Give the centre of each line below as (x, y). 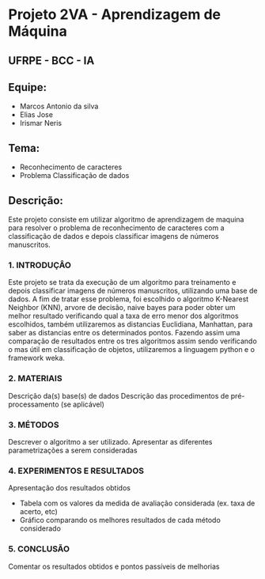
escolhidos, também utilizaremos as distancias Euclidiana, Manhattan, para (131, 324)
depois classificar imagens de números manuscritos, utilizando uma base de (133, 291)
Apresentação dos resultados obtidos (69, 488)
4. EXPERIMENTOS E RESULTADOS (76, 471)
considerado (40, 528)
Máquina (38, 31)
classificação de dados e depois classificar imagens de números (114, 237)
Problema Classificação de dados (74, 176)
